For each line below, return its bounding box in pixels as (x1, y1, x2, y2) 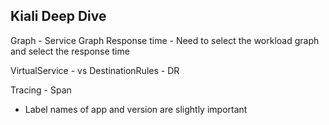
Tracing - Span (10, 84, 72, 96)
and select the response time (10, 45, 130, 57)
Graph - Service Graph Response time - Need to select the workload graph (10, 34, 320, 46)
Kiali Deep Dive (10, 8, 107, 25)
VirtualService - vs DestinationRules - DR (10, 64, 180, 76)
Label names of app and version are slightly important (24, 103, 248, 115)
